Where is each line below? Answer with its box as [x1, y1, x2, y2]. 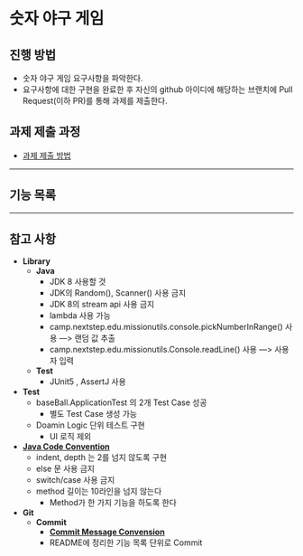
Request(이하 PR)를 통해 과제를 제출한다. [22, 96, 169, 106]
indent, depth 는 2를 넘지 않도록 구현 [35, 452, 168, 463]
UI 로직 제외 [49, 431, 92, 442]
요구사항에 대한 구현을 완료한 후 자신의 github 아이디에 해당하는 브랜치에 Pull [22, 84, 293, 95]
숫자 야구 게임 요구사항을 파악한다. [22, 73, 143, 83]
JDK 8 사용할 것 [49, 277, 106, 287]
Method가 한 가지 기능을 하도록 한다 [49, 497, 178, 508]
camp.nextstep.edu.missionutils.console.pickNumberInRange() [49, 322, 283, 333]
